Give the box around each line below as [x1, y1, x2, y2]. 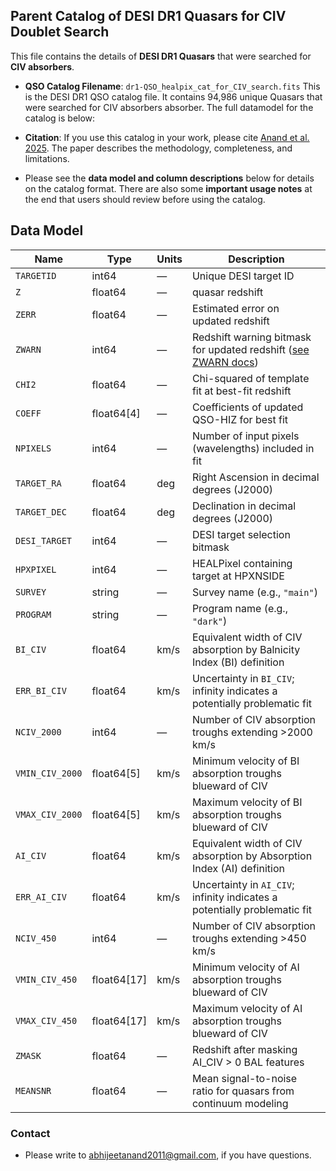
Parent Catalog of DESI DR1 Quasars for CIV [10, 8, 287, 25]
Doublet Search [10, 24, 110, 41]
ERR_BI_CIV [15, 685, 67, 696]
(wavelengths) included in [191, 441, 315, 455]
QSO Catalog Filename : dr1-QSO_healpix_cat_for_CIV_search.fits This [24, 80, 321, 92]
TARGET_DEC [15, 506, 67, 518]
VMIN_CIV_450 [15, 974, 78, 985]
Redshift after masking [191, 1042, 298, 1056]
